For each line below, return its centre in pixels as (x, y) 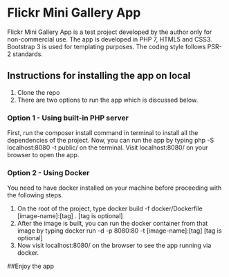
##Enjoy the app (30, 266)
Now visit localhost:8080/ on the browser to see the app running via (114, 245)
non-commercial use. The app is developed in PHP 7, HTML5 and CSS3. (110, 39)
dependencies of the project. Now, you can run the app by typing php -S (111, 141)
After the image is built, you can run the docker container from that (112, 224)
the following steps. (35, 195)
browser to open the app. (43, 155)
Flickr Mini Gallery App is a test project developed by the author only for (110, 32)
